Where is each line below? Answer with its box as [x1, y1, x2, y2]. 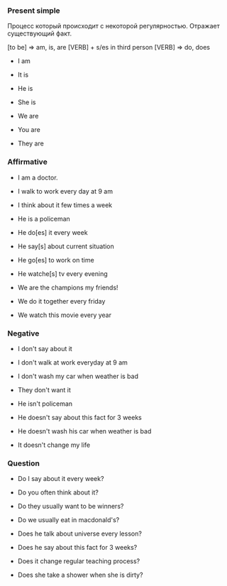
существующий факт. [7, 29, 72, 38]
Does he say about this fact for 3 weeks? [17, 543, 138, 552]
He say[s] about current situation [17, 242, 115, 250]
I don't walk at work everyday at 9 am [17, 358, 128, 367]
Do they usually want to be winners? [17, 502, 124, 511]
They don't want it [17, 385, 71, 394]
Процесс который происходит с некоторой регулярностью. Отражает [7, 22, 220, 31]
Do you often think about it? [17, 488, 99, 497]
